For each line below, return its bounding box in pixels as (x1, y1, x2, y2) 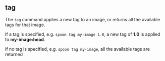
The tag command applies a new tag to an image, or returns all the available (5, 16, 160, 22)
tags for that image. (5, 22, 46, 28)
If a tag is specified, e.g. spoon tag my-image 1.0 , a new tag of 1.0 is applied (5, 31, 161, 37)
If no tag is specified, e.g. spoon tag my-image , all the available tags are (5, 46, 150, 52)
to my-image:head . (5, 36, 46, 42)
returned (5, 51, 23, 57)
